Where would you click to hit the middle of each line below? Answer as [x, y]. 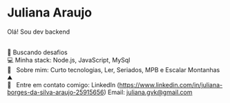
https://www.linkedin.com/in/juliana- [171, 84]
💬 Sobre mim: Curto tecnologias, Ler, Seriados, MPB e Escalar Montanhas [114, 69]
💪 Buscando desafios [37, 52]
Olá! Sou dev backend [39, 32]
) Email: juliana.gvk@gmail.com [148, 92]
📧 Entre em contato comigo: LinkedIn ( [63, 84]
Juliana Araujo [49, 13]
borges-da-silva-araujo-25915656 [56, 92]
